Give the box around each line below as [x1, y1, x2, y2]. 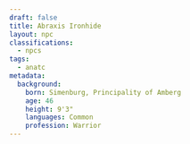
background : [17, 80, 62, 89]
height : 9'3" [25, 105, 74, 114]
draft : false [9, 13, 58, 22]
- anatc [17, 64, 46, 72]
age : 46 [25, 96, 54, 106]
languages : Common [25, 113, 94, 122]
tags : [9, 55, 29, 64]
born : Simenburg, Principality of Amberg [25, 88, 181, 97]
